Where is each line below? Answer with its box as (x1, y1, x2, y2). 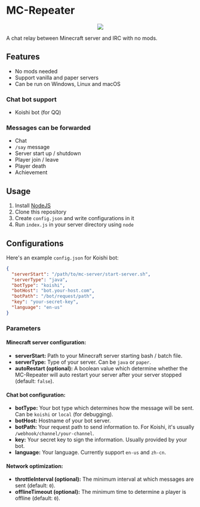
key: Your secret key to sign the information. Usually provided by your (14, 436, 187, 443)
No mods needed (14, 67, 58, 75)
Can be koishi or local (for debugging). (14, 411, 113, 418)
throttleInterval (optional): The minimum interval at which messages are (14, 475, 194, 483)
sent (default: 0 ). (14, 482, 56, 489)
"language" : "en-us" (11, 305, 63, 311)
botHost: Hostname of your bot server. (14, 417, 111, 424)
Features (6, 52, 40, 62)
